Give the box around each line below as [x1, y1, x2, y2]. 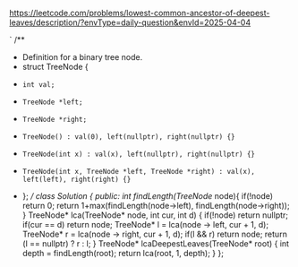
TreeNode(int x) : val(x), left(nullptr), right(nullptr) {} [21, 150, 256, 159]
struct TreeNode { [21, 62, 89, 72]
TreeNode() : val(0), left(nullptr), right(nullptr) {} [21, 133, 235, 142]
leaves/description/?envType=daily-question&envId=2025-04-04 [9, 17, 251, 28]
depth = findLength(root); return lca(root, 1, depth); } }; [21, 248, 224, 258]
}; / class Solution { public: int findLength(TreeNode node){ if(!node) [21, 191, 274, 201]
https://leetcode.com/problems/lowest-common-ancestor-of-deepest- [9, 8, 270, 18]
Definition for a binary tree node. [21, 52, 143, 62]
